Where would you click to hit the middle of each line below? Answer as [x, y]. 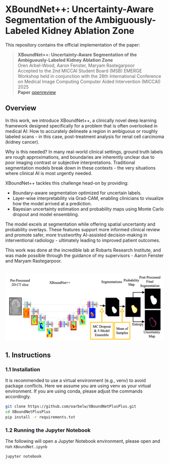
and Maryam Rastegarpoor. [34, 261]
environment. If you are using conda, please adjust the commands [74, 391]
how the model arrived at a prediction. [52, 203]
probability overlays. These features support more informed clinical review [83, 229]
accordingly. [18, 397]
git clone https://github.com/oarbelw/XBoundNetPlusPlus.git [71, 407]
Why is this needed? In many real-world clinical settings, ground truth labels [84, 152]
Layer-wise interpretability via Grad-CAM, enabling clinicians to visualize [88, 198]
